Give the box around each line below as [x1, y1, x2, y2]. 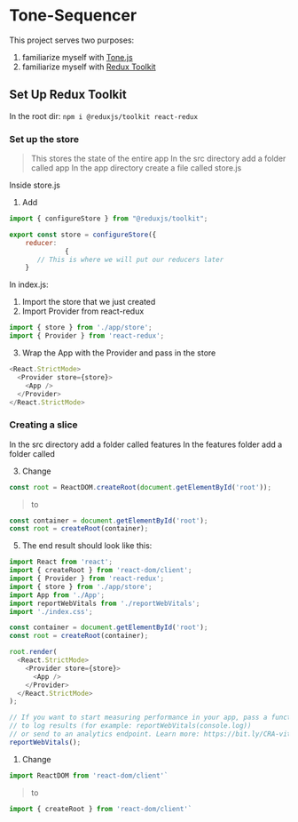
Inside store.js [9, 180, 60, 191]
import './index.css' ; [9, 607, 93, 616]
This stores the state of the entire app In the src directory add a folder [30, 153, 286, 164]
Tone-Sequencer [9, 5, 137, 26]
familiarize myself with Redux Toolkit [21, 61, 157, 72]
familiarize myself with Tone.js [21, 52, 133, 62]
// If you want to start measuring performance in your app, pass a [9, 713, 268, 722]
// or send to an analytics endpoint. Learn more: [9, 730, 200, 738]
